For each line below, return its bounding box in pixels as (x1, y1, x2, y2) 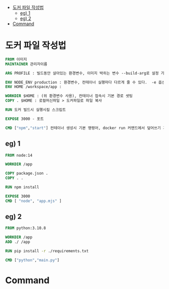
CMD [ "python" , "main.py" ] (5, 257, 59, 263)
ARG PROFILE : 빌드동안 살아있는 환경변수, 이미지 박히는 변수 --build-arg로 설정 (5, 70, 159, 76)
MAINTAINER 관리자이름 (5, 61, 48, 66)
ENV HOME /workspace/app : (5, 85, 62, 90)
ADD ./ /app (5, 240, 30, 245)
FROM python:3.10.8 (5, 226, 46, 231)
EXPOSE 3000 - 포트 (5, 116, 44, 121)
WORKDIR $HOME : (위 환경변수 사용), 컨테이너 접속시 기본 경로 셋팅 (5, 94, 133, 99)
